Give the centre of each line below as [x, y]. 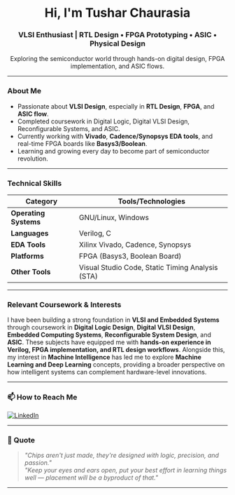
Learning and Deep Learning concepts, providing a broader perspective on [116, 365]
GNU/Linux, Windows [114, 217]
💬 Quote [21, 440]
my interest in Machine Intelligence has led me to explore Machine [104, 357]
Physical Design [117, 43]
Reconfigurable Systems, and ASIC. [69, 128]
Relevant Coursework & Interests [64, 305]
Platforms [27, 256]
